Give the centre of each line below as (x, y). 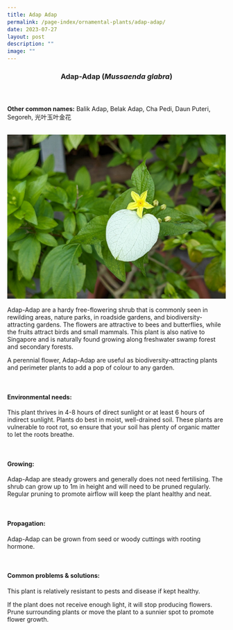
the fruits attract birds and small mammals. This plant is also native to (106, 332)
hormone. (21, 546)
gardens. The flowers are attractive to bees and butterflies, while (129, 324)
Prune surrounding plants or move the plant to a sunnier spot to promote (111, 612)
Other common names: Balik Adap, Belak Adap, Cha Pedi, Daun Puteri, (109, 108)
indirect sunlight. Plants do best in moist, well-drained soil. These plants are (115, 420)
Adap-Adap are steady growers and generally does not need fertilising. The (115, 479)
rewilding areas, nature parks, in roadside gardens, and (86, 317)
